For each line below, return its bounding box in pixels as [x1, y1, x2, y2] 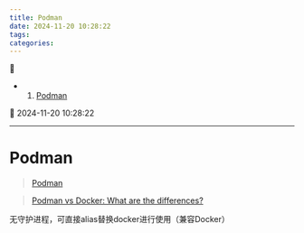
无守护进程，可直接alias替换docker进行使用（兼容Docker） [9, 214, 230, 225]
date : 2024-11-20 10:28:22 [9, 22, 111, 31]
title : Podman [9, 13, 63, 23]
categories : [9, 38, 54, 48]
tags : [9, 30, 30, 39]
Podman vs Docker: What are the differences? [31, 195, 204, 206]
